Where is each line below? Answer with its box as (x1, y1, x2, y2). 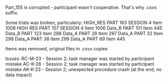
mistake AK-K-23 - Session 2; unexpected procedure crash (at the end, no (5, 66, 162, 72)
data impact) (5, 72, 32, 78)
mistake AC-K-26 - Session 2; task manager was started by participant (5, 61, 155, 67)
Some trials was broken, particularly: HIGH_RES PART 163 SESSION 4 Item (5, 20, 162, 25)
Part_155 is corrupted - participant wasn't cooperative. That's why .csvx (5, 5, 157, 10)
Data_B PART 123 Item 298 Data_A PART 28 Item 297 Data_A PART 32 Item (5, 31, 163, 36)
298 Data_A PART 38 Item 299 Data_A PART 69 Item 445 (5, 36, 125, 42)
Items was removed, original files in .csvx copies (5, 46, 108, 51)
